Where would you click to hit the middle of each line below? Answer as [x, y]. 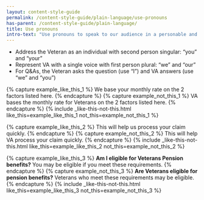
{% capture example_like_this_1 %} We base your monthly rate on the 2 [95, 89]
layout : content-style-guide [43, 12]
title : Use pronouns [33, 29]
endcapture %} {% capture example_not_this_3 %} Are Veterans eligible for [102, 171]
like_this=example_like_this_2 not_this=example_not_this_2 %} [107, 147]
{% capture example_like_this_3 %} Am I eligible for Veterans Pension [95, 158]
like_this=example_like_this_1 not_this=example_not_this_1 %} [83, 116]
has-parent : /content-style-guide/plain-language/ [72, 23]
